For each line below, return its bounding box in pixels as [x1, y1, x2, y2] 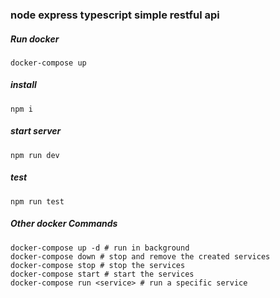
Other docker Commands [10, 218, 118, 230]
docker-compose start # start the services [10, 269, 195, 279]
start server [10, 125, 62, 137]
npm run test [10, 196, 65, 207]
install [10, 79, 37, 91]
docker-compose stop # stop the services [10, 260, 186, 270]
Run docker [10, 33, 60, 45]
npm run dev [10, 150, 60, 160]
